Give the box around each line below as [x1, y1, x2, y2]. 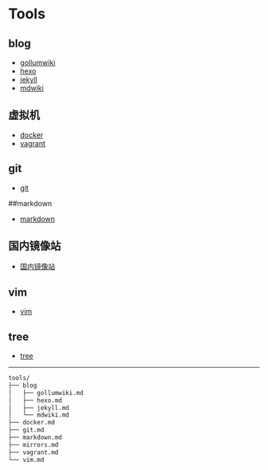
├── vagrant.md [8, 448, 59, 456]
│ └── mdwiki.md [8, 411, 69, 420]
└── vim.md [8, 456, 45, 464]
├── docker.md [8, 419, 56, 427]
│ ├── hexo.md [8, 396, 62, 404]
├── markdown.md [8, 433, 62, 442]
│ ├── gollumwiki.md [8, 388, 84, 396]
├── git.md [8, 426, 45, 434]
